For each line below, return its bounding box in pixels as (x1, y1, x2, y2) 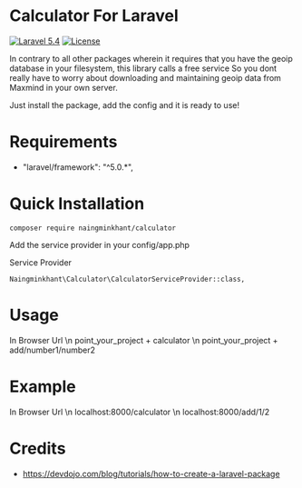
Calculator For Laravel (9, 5, 179, 26)
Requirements (9, 132, 118, 153)
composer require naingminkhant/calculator (9, 224, 177, 233)
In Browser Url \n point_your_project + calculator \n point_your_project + (9, 334, 278, 345)
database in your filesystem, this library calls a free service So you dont (9, 63, 278, 74)
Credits (9, 438, 66, 459)
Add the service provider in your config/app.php (9, 239, 190, 250)
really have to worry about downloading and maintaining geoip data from (9, 72, 281, 83)
